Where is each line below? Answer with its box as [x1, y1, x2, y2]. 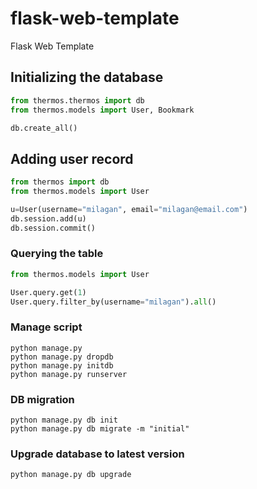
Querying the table [10, 247, 104, 261]
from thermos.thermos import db [10, 95, 145, 106]
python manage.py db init [10, 415, 118, 426]
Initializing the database [10, 69, 164, 86]
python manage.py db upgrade [10, 470, 132, 480]
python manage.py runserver [10, 369, 128, 379]
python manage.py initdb [10, 360, 114, 371]
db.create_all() [10, 123, 78, 133]
